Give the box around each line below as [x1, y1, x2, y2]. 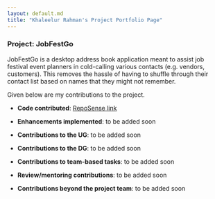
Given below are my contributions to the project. [7, 91, 146, 99]
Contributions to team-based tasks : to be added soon [17, 157, 175, 166]
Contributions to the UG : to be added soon [17, 131, 141, 139]
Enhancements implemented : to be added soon [17, 117, 156, 125]
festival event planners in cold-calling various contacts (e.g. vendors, [7, 62, 205, 70]
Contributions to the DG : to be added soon [17, 144, 141, 152]
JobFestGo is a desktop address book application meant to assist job [7, 55, 205, 63]
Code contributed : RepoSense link [17, 104, 117, 112]
